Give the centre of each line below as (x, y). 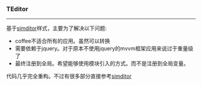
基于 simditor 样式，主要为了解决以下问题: (57, 28)
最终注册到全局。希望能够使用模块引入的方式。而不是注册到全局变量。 (102, 63)
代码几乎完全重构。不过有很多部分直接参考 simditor (69, 76)
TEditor (17, 9)
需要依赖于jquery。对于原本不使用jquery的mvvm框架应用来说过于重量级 (104, 48)
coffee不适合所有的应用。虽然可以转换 (62, 41)
